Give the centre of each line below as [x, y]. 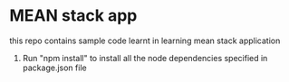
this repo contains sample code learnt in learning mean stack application [145, 41]
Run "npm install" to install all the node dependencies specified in [145, 58]
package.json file [55, 68]
